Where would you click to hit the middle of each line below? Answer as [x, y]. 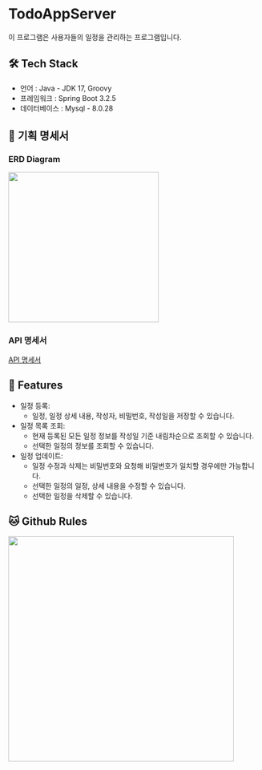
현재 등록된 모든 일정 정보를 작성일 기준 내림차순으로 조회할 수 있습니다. [143, 435]
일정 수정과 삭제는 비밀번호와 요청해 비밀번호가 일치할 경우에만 [129, 466]
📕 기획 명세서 [39, 136]
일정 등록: [35, 405]
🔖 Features [36, 385]
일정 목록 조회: [42, 425]
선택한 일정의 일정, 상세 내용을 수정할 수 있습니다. [109, 486]
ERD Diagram [34, 159]
